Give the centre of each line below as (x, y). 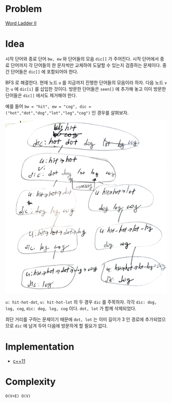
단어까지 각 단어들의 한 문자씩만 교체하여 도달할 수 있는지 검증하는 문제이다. (86, 65)
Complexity (31, 382)
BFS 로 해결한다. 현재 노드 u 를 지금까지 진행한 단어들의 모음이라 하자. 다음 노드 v (86, 82)
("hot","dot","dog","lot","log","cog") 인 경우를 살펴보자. (67, 112)
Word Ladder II (21, 23)
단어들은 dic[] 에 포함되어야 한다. (44, 71)
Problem (24, 9)
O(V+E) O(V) (18, 396)
